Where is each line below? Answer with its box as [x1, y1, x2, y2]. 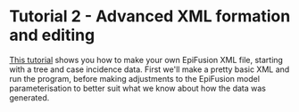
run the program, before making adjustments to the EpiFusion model [9, 73, 261, 84]
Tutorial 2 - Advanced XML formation [9, 6, 291, 27]
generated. [9, 92, 50, 103]
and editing [9, 25, 96, 45]
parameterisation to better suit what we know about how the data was [9, 83, 266, 93]
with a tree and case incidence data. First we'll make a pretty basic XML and [9, 64, 290, 75]
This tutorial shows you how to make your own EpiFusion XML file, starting [9, 54, 284, 65]
